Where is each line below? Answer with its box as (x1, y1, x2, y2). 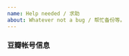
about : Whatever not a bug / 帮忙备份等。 (7, 17, 126, 24)
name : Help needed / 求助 (7, 10, 80, 17)
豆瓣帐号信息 (7, 41, 51, 50)
